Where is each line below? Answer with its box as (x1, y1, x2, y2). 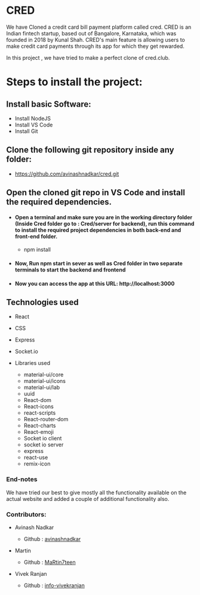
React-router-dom (23, 416, 69, 423)
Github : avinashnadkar (23, 535, 81, 542)
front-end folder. (14, 232, 58, 240)
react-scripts (23, 409, 56, 416)
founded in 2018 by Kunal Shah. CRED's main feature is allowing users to (6, 36, 185, 43)
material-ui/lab (23, 384, 60, 391)
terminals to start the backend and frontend (14, 266, 126, 273)
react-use (23, 454, 48, 461)
